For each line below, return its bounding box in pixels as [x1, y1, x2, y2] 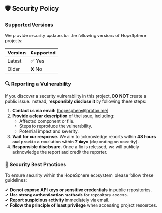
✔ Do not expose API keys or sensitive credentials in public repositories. [5, 187, 152, 193]
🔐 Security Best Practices [5, 161, 66, 168]
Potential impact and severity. [19, 128, 79, 134]
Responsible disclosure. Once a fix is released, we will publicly [12, 143, 139, 150]
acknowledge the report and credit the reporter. [12, 149, 108, 155]
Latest [7, 57, 22, 64]
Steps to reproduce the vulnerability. [19, 123, 92, 129]
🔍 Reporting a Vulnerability [5, 80, 71, 87]
